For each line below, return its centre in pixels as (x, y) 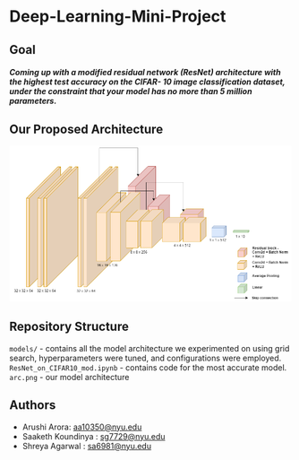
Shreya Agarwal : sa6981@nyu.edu (87, 446)
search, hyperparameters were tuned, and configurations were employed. (145, 358)
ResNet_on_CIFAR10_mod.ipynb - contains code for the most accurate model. (148, 367)
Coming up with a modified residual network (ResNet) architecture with (145, 73)
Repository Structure (69, 327)
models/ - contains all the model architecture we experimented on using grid (149, 348)
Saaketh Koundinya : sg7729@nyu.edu (94, 436)
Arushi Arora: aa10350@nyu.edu (82, 427)
